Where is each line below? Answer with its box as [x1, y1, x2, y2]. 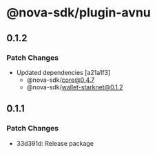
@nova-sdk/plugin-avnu [6, 5, 151, 21]
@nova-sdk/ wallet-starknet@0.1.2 [26, 82, 123, 91]
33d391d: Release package [16, 139, 94, 147]
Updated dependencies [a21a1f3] [16, 68, 111, 76]
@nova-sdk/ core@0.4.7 [26, 76, 95, 84]
